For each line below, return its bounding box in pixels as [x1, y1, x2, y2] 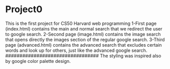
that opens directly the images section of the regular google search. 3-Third [5, 37, 165, 43]
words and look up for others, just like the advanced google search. [5, 47, 148, 53]
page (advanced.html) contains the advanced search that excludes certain [5, 42, 162, 48]
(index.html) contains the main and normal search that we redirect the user [5, 25, 162, 31]
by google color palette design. [5, 58, 71, 64]
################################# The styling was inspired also [5, 52, 162, 59]
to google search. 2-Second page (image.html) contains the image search [5, 31, 161, 37]
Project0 [5, 4, 42, 15]
